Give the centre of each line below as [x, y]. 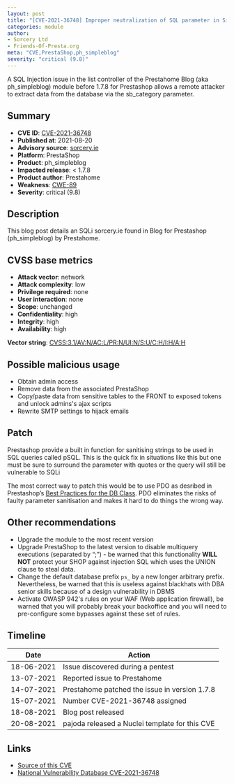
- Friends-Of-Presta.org [43, 46]
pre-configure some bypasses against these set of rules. [99, 614]
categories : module [36, 27]
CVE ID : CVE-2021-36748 [54, 133]
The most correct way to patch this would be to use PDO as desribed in [110, 486]
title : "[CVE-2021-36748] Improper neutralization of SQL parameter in [113, 20]
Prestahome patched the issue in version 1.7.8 [139, 690]
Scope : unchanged [45, 307]
